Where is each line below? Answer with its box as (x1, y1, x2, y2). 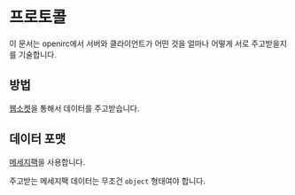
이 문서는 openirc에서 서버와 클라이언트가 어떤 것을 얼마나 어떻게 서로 (9, 38, 250, 49)
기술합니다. (18, 49, 58, 59)
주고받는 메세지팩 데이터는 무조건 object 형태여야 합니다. (9, 175, 206, 186)
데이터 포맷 (9, 131, 66, 146)
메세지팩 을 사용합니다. (9, 156, 86, 168)
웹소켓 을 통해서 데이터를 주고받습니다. (9, 103, 140, 113)
